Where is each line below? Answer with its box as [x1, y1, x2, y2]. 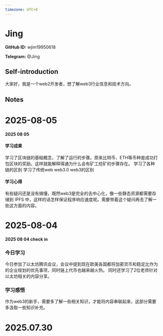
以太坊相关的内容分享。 [5, 273, 52, 279]
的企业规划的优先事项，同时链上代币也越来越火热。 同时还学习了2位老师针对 [5, 268, 158, 273]
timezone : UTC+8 [5, 7, 38, 12]
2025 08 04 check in [5, 236, 48, 242]
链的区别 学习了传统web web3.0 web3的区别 [5, 167, 95, 172]
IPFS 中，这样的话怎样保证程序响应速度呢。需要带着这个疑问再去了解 [14, 196, 153, 202]
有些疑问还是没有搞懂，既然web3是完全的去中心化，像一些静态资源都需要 [5, 190, 152, 196]
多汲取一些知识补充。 [5, 304, 48, 311]
